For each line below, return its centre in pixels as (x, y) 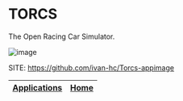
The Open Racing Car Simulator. (62, 36)
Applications (37, 87)
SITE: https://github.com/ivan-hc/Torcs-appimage (91, 67)
